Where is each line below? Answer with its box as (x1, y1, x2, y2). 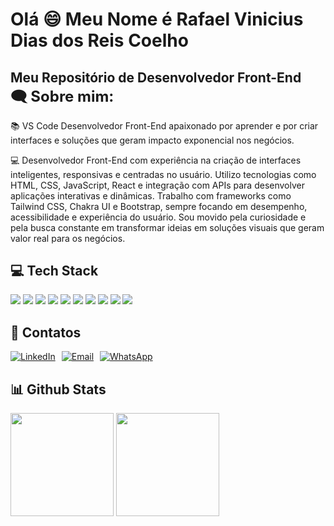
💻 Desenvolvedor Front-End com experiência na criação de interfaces (10, 154, 302, 166)
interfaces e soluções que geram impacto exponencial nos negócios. (10, 134, 295, 146)
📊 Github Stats (10, 381, 107, 398)
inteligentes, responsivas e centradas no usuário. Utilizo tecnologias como (10, 168, 317, 180)
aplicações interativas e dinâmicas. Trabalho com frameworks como (10, 189, 292, 202)
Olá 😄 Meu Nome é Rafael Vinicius (10, 8, 304, 31)
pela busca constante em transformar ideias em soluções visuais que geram (10, 221, 325, 233)
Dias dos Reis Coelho (10, 29, 189, 52)
